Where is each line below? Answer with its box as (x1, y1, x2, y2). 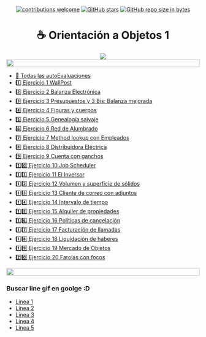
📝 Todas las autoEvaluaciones (15, 72, 91, 79)
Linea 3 (15, 311, 35, 319)
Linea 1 (15, 298, 34, 306)
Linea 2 (15, 305, 35, 312)
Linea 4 (15, 317, 35, 325)
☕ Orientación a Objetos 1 (36, 28, 170, 42)
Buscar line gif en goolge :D (6, 284, 90, 292)
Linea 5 (15, 324, 34, 331)
